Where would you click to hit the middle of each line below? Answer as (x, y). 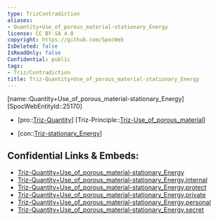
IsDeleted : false (33, 46)
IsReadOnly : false (34, 53)
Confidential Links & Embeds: (73, 155)
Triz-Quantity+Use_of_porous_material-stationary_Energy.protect (112, 187)
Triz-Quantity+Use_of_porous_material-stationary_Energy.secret (110, 210)
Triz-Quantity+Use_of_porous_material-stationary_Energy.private (111, 195)
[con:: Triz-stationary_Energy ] (60, 133)
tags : (15, 66)
